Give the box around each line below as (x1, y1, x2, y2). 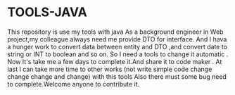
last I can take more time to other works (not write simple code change (7, 65, 212, 73)
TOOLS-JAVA (7, 4, 88, 20)
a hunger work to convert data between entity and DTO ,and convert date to (7, 42, 227, 51)
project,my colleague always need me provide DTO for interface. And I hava (7, 34, 227, 43)
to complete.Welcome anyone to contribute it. (7, 80, 140, 88)
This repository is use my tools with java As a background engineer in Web (7, 27, 224, 36)
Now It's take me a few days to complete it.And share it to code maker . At (7, 57, 222, 65)
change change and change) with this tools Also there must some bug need (7, 72, 227, 81)
